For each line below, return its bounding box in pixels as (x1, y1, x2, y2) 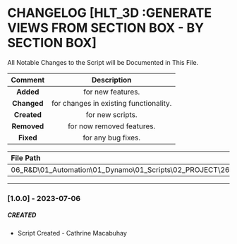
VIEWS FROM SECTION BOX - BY (7, 20, 205, 36)
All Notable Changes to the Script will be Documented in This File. (7, 58, 199, 66)
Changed (11, 98, 44, 108)
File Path (11, 153, 41, 163)
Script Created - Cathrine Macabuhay (17, 228, 127, 237)
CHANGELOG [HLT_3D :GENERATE (7, 5, 212, 21)
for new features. (83, 87, 140, 97)
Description (91, 75, 132, 85)
